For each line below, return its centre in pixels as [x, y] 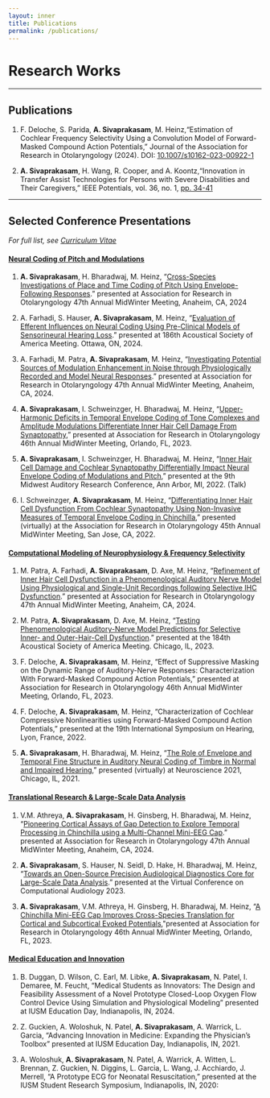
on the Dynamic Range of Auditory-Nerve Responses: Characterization [137, 670]
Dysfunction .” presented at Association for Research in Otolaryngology [137, 596]
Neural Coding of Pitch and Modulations [76, 259]
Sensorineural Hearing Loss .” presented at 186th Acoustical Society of [136, 335]
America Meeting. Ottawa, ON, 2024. [81, 344]
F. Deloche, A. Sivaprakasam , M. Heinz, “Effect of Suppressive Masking [139, 662]
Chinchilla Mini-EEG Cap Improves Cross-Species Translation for [127, 914]
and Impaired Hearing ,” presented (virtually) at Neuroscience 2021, [131, 770]
